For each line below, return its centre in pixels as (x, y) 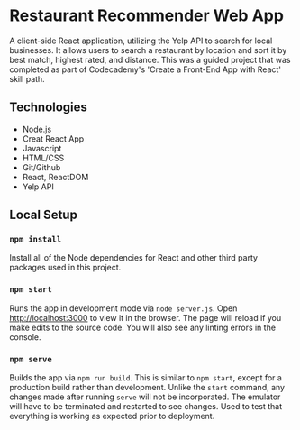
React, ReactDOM (55, 177)
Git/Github (41, 167)
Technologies (49, 108)
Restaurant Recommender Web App (146, 16)
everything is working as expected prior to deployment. (112, 416)
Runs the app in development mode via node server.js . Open (123, 308)
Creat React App (53, 138)
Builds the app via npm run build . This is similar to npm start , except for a (145, 378)
